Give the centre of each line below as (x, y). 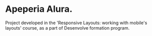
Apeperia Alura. (39, 9)
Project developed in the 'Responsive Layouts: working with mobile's (76, 23)
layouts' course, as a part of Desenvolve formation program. (67, 28)
